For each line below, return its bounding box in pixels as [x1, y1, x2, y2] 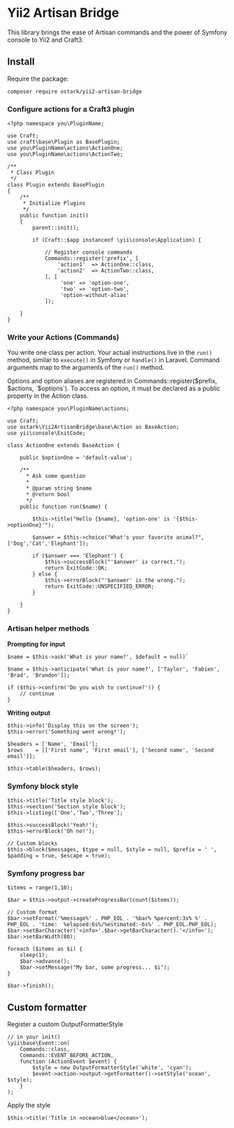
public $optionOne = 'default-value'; [20, 454, 133, 462]
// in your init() [7, 1033, 61, 1041]
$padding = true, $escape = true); [7, 852, 111, 859]
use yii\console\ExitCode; [7, 429, 86, 437]
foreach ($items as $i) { [7, 946, 82, 953]
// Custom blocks [7, 839, 58, 847]
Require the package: [7, 74, 69, 83]
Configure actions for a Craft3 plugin [7, 104, 135, 114]
